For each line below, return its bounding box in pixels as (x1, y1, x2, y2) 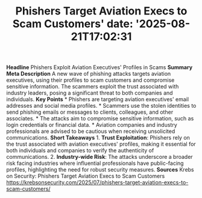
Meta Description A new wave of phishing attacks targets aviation (6, 70, 171, 78)
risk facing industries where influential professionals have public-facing (6, 159, 184, 167)
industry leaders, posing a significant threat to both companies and (6, 89, 173, 97)
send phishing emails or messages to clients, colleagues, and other (6, 108, 174, 116)
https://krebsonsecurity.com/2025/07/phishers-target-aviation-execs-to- (6, 179, 189, 186)
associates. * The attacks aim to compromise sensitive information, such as (6, 115, 194, 122)
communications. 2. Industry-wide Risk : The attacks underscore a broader (6, 153, 193, 161)
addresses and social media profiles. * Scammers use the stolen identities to (6, 102, 197, 110)
